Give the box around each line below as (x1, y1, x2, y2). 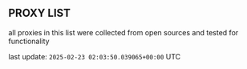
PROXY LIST (8, 6, 71, 20)
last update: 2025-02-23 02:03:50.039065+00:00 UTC (8, 51, 181, 61)
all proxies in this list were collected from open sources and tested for (8, 27, 239, 37)
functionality (8, 36, 50, 46)
